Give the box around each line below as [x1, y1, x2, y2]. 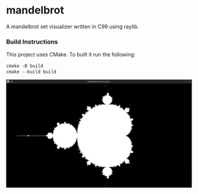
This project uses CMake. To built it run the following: [6, 51, 136, 58]
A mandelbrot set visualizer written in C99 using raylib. [6, 23, 140, 30]
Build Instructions [6, 38, 58, 46]
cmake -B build [6, 63, 44, 69]
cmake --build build [6, 69, 57, 75]
